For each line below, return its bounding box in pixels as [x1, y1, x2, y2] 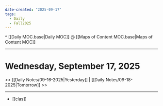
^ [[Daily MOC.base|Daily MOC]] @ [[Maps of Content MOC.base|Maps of [5, 34, 153, 40]
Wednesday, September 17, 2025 [5, 61, 140, 72]
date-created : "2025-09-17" [5, 7, 62, 12]
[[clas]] [12, 96, 27, 102]
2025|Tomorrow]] [5, 82, 41, 88]
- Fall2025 [9, 20, 32, 26]
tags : [5, 12, 16, 17]
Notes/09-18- [105, 77, 133, 83]
